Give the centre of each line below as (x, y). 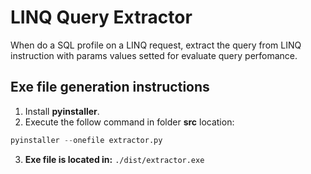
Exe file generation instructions (110, 87)
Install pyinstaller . (62, 111)
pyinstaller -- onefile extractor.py (86, 140)
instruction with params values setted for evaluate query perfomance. (154, 55)
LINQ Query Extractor (101, 17)
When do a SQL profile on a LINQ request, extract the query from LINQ (156, 45)
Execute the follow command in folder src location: (129, 122)
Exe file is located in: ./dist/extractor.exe (114, 159)
